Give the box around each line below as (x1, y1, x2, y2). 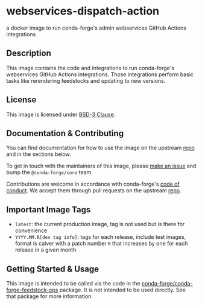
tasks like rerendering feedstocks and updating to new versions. (6, 77, 166, 84)
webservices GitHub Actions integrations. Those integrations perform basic (6, 71, 194, 78)
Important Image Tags (6, 204, 91, 215)
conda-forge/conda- (141, 280, 193, 287)
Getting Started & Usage (6, 264, 99, 274)
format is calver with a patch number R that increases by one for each (14, 240, 188, 247)
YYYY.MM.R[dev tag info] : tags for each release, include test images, (14, 233, 186, 241)
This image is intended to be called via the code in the (6, 280, 140, 287)
